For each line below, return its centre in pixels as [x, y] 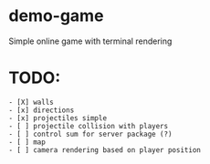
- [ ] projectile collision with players [89, 126]
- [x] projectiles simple [58, 118]
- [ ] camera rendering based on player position [105, 150]
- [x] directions [42, 110]
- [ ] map [27, 142]
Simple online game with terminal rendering [90, 41]
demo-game [56, 16]
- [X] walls [31, 102]
